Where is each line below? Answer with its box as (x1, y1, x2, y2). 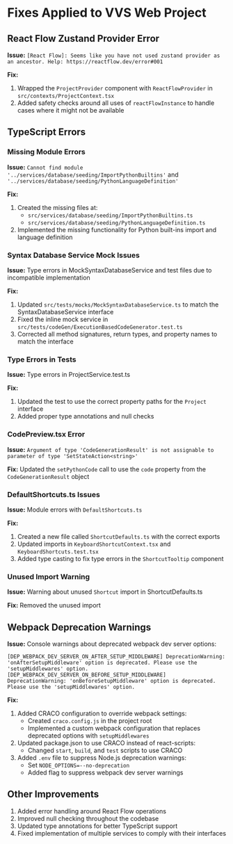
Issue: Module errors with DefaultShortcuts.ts (7, 505, 143, 514)
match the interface (17, 337, 74, 346)
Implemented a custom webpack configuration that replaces (27, 724, 200, 732)
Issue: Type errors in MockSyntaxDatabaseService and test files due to (7, 266, 212, 274)
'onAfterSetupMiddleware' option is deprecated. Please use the (7, 659, 198, 666)
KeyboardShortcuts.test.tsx (17, 548, 99, 555)
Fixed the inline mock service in (17, 315, 109, 323)
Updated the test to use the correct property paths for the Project (17, 398, 207, 406)
